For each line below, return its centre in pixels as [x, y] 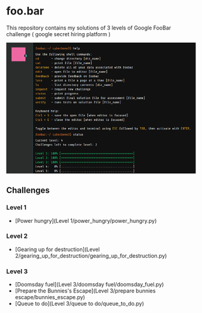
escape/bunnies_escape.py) [50, 297]
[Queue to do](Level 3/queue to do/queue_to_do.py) [79, 304]
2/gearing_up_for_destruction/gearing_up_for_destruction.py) [91, 256]
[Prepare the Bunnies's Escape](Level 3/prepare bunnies [85, 291]
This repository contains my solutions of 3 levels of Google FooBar [89, 28]
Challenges [28, 191]
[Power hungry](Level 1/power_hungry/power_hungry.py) [86, 220]
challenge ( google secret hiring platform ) [59, 34]
